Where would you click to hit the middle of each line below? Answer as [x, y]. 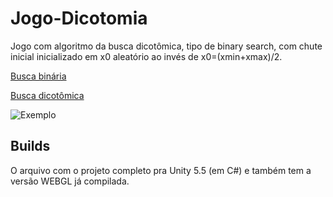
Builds [30, 146]
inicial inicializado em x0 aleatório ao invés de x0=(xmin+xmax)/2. [146, 56]
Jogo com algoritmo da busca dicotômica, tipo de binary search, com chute [166, 46]
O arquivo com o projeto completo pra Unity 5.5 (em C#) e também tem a [161, 170]
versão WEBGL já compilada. [70, 181]
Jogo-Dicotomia [79, 18]
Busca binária [38, 76]
